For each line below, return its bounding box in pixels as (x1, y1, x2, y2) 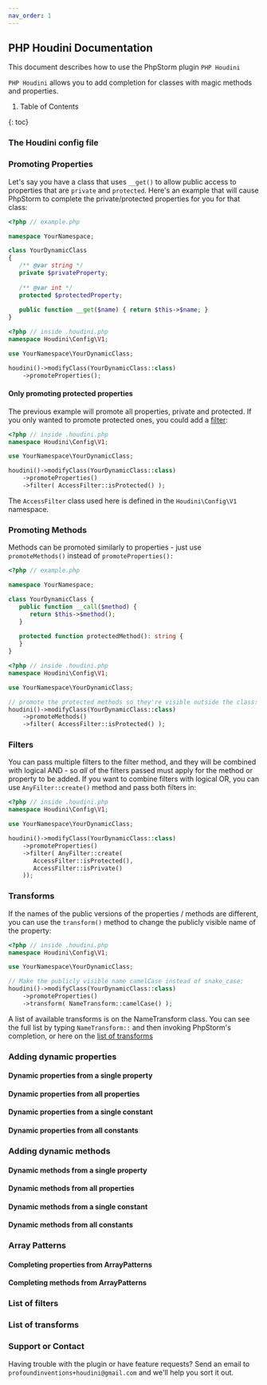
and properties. (8, 86, 59, 96)
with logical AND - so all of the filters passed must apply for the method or (8, 766, 253, 776)
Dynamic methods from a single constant (8, 1201, 148, 1211)
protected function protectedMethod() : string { (18, 633, 183, 641)
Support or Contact (8, 1341, 85, 1352)
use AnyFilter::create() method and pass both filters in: (8, 783, 197, 792)
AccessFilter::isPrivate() (33, 864, 124, 872)
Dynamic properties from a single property (8, 1071, 153, 1081)
